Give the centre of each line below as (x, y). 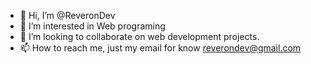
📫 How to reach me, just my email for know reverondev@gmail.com (160, 48)
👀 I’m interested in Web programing (92, 26)
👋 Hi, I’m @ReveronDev (67, 15)
